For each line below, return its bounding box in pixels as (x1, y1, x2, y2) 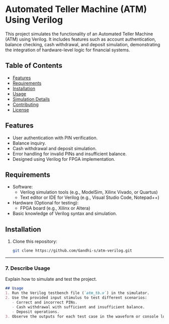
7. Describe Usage (5, 265, 50, 272)
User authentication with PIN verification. (12, 135, 98, 141)
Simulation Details (12, 96, 50, 102)
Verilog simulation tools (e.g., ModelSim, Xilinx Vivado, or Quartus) (20, 189, 158, 195)
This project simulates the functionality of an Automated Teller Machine (5, 31, 153, 37)
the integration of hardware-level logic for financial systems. (5, 47, 130, 53)
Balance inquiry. (12, 140, 46, 146)
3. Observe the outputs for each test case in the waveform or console (5, 314, 158, 319)
